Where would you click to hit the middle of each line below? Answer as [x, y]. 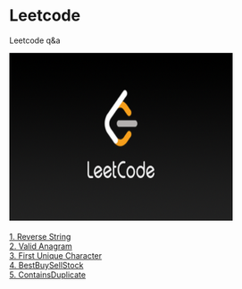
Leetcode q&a [35, 40]
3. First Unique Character [56, 255]
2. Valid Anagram [41, 246]
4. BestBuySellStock [46, 265]
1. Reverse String [40, 236]
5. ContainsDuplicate [48, 275]
